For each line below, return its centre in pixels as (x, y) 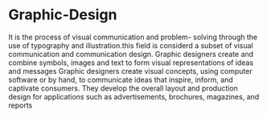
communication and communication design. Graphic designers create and (131, 54)
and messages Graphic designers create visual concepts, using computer (130, 71)
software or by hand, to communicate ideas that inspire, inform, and (121, 79)
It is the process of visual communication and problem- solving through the (133, 37)
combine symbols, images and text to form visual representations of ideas (131, 63)
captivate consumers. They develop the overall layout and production (123, 88)
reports (21, 105)
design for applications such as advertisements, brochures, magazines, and (134, 96)
